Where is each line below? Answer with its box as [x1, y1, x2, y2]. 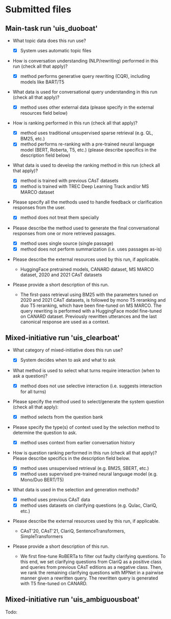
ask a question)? [12, 373, 47, 379]
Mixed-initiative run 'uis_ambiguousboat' [5, 595, 140, 604]
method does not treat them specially [20, 214, 100, 221]
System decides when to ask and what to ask [20, 357, 116, 363]
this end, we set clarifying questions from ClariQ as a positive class [20, 559, 162, 565]
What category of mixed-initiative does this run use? [12, 347, 124, 353]
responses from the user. [12, 204, 66, 211]
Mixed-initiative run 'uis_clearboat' [5, 334, 120, 342]
